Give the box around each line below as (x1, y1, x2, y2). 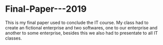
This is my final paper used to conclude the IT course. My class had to (5, 20, 149, 25)
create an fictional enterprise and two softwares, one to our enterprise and (5, 24, 158, 30)
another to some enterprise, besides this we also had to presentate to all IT (5, 30, 158, 36)
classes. (5, 35, 22, 41)
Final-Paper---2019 (5, 3, 87, 15)
